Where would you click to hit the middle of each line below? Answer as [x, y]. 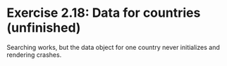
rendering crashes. [34, 55]
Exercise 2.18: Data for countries [104, 13]
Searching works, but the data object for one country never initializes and [113, 47]
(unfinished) [44, 28]
